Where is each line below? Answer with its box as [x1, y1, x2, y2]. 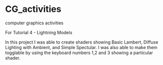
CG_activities [5, 3, 62, 15]
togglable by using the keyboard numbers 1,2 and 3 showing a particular [5, 50, 153, 56]
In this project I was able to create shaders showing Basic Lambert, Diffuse [5, 39, 159, 45]
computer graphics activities [5, 20, 64, 26]
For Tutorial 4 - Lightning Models [5, 29, 73, 35]
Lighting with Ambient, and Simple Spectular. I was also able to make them [5, 44, 158, 50]
